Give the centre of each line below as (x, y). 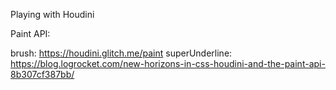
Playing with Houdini (52, 14)
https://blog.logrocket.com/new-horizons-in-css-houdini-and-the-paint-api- (168, 63)
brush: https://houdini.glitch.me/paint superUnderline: (121, 53)
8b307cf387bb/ (42, 74)
